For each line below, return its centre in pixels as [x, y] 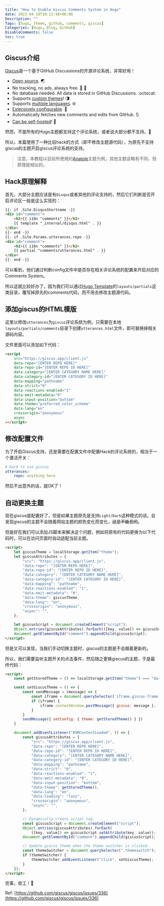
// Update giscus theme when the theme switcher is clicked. [86, 846]
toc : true [15, 37]
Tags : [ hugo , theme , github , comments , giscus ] [54, 23]
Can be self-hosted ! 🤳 [34, 121]
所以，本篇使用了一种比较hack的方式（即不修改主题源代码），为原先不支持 [79, 142]
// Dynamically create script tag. [59, 819]
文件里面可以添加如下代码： [33, 345]
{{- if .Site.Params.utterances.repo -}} [48, 237]
